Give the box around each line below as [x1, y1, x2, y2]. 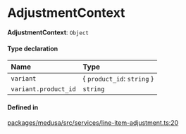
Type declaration [7, 44, 58, 53]
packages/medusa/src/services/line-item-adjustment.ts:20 [7, 119, 179, 127]
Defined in [7, 103, 39, 112]
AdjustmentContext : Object [7, 28, 89, 36]
